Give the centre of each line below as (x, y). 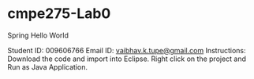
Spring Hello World (38, 35)
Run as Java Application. (48, 66)
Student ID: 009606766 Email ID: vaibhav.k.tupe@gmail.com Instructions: (127, 50)
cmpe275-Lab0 (59, 14)
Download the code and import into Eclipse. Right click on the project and (127, 59)
